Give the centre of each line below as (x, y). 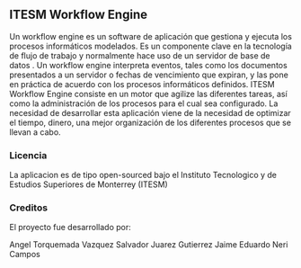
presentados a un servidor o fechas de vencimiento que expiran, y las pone (149, 75)
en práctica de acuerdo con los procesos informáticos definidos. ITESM (142, 84)
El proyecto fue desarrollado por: (71, 228)
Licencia (28, 155)
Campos (25, 255)
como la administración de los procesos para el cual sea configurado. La (144, 103)
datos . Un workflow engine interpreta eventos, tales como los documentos (148, 65)
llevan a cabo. (35, 132)
